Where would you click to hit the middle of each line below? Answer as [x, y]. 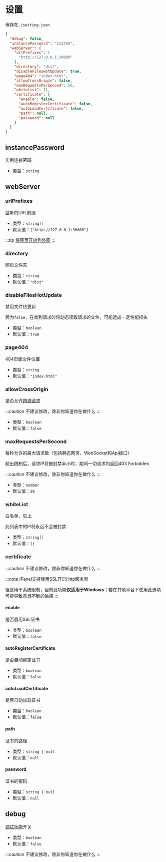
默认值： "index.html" [35, 376]
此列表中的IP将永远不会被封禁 [36, 527]
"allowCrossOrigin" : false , [43, 81]
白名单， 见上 [18, 516]
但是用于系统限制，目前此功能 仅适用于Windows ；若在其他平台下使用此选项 [83, 589]
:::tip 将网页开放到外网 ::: [30, 240]
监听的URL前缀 [20, 212]
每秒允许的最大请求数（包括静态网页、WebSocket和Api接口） [68, 453]
